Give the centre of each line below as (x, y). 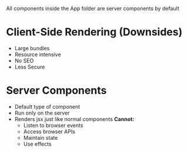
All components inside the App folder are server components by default (93, 8)
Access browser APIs (49, 132)
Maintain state (41, 137)
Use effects (37, 144)
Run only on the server (42, 113)
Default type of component (47, 106)
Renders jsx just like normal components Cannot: (74, 119)
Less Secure (30, 67)
